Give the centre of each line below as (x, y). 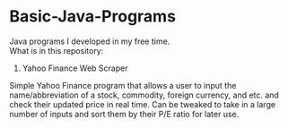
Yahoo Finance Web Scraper (75, 68)
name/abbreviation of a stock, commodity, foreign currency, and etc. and (144, 95)
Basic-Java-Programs (93, 17)
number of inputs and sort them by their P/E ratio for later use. (124, 114)
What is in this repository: (57, 50)
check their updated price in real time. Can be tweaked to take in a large (143, 104)
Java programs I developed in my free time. (90, 41)
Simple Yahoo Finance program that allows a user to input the (123, 85)
